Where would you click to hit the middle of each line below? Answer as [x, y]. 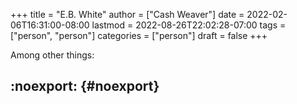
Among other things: [52, 55]
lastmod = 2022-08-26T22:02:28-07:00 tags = [189, 25]
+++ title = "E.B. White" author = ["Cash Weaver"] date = [127, 14]
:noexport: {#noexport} [85, 86]
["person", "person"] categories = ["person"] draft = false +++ [139, 35]
